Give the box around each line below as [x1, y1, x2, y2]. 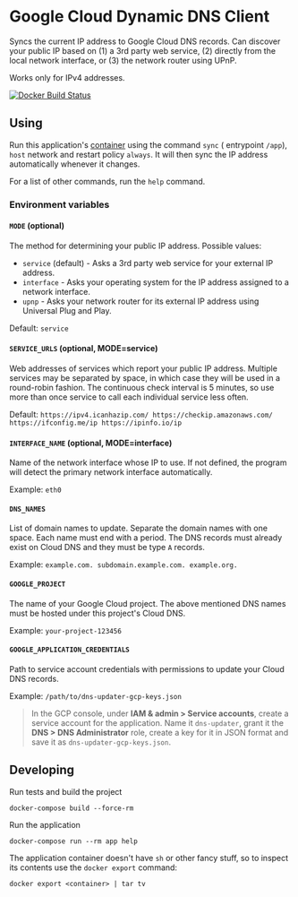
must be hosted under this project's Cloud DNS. [9, 608, 186, 618]
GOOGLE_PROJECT [9, 580, 66, 589]
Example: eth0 [9, 484, 62, 495]
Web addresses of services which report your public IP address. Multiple [9, 363, 277, 374]
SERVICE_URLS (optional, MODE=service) [9, 343, 158, 354]
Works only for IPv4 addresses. [9, 72, 125, 82]
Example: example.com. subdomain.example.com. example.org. [9, 559, 238, 570]
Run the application [9, 819, 81, 830]
